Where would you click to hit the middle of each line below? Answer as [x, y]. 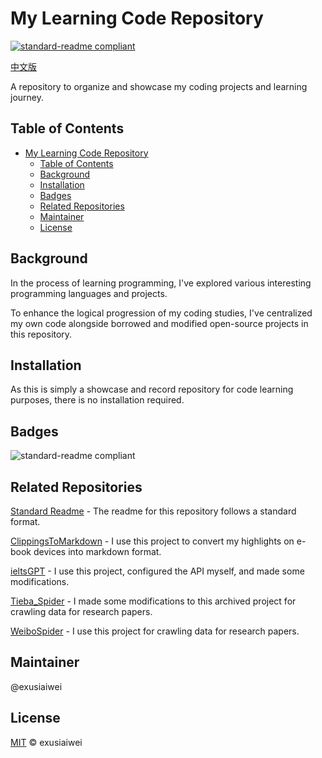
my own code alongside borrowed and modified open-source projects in [159, 323]
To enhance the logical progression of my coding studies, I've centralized [161, 313]
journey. [27, 97]
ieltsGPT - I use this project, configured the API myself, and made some [157, 571]
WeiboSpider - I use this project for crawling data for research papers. [155, 631]
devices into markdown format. [97, 551]
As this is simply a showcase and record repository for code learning [152, 389]
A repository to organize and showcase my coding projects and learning [159, 86]
